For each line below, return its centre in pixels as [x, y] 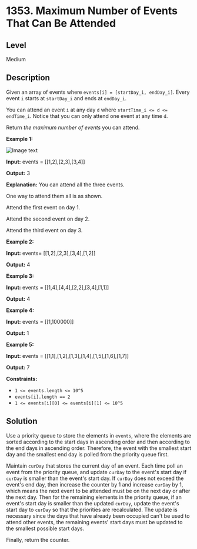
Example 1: [20, 139]
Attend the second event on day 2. [48, 219]
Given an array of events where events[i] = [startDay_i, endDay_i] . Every [98, 92]
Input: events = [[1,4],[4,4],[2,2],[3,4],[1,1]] [58, 287]
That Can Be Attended [61, 23]
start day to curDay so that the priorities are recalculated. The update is [92, 509]
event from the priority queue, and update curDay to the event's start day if [96, 472]
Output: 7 [18, 367]
